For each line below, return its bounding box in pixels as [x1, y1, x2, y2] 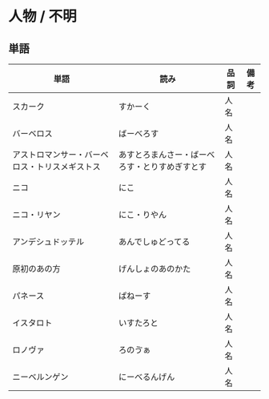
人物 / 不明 [8, 7, 78, 26]
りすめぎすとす [151, 161, 207, 172]
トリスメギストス [36, 161, 102, 172]
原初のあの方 [12, 264, 62, 274]
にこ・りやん [118, 209, 167, 220]
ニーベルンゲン [12, 372, 69, 382]
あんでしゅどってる [118, 236, 191, 247]
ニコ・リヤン [12, 209, 62, 220]
